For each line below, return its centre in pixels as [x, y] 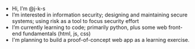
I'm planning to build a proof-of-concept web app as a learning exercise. [101, 40]
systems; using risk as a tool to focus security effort [75, 21]
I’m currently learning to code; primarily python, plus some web [89, 27]
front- [176, 27]
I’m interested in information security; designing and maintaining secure [100, 15]
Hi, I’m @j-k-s [29, 9]
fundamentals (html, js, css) [57, 34]
